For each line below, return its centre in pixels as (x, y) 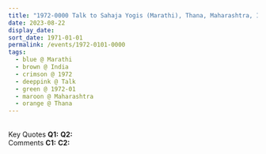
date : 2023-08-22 (37, 23)
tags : (17, 52)
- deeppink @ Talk (46, 81)
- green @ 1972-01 (46, 89)
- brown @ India (42, 67)
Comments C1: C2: (39, 143)
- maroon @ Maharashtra (54, 96)
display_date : (32, 30)
